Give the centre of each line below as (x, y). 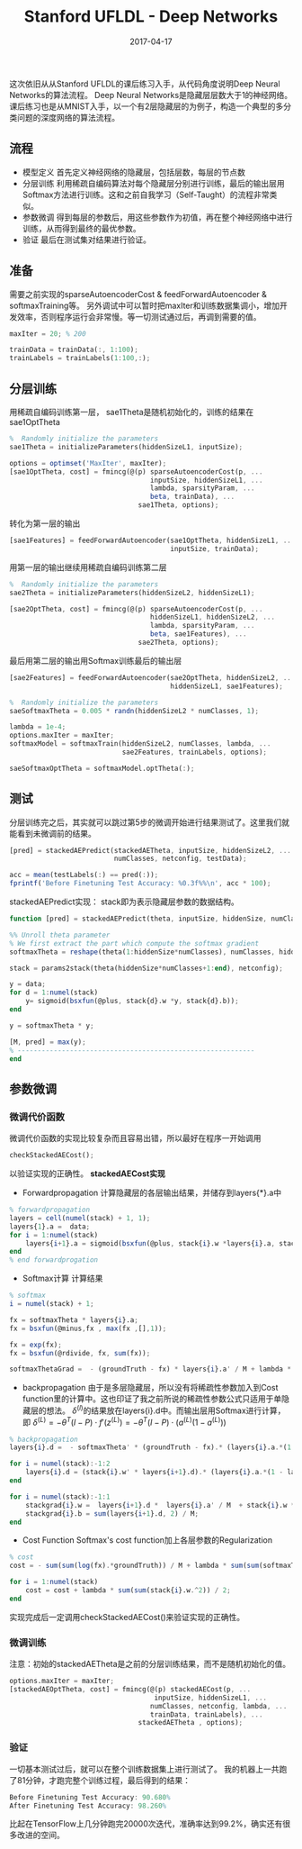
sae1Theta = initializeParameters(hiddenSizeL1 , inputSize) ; (126, 447)
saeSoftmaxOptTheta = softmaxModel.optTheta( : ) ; (102, 768)
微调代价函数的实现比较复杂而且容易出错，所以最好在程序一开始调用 (135, 1138)
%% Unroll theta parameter (60, 935)
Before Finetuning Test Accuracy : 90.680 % (90, 1797)
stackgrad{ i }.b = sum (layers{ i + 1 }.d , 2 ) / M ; (112, 1514)
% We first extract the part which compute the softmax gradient (134, 943)
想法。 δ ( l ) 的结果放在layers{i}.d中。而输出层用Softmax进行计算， (166, 1409)
